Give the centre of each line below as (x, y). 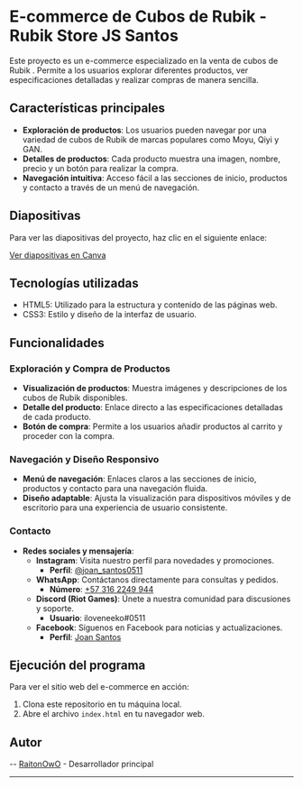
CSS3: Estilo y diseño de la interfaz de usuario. (109, 315)
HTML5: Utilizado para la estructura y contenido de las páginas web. (150, 305)
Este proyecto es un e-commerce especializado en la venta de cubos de (144, 60)
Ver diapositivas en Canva (58, 255)
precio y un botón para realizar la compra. (100, 168)
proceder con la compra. (69, 436)
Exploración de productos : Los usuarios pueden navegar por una (145, 130)
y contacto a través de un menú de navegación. (111, 188)
